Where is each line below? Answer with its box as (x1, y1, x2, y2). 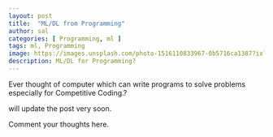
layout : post (8, 11, 53, 20)
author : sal (8, 27, 49, 35)
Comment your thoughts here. (8, 119, 110, 129)
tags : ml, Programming (8, 42, 85, 50)
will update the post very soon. (8, 103, 112, 113)
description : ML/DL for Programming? (8, 58, 136, 66)
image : (8, 49, 31, 58)
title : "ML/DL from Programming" (8, 19, 126, 28)
